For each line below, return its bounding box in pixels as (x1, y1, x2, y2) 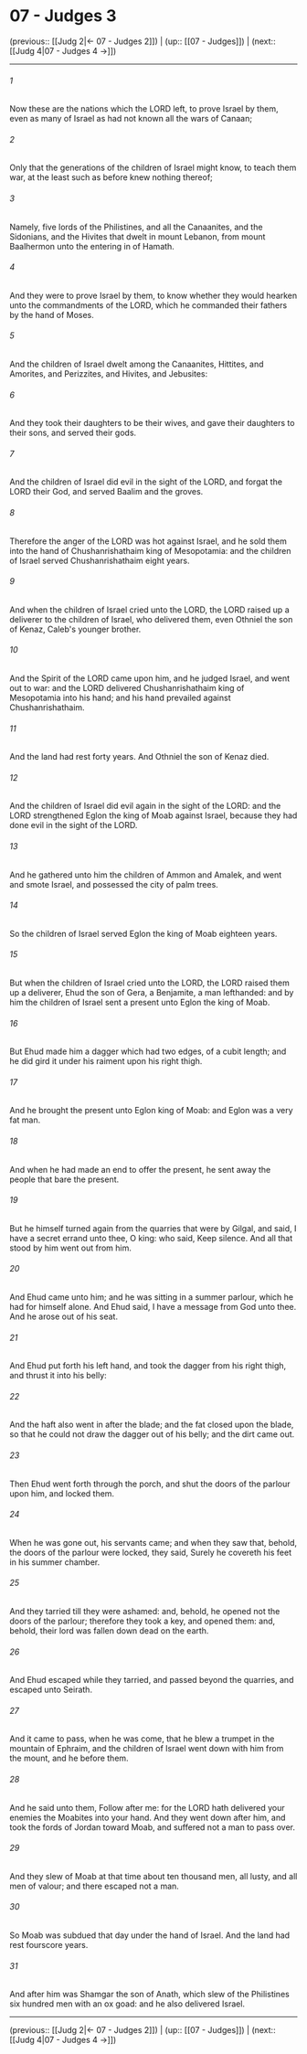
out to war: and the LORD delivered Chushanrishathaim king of (9, 682, 245, 693)
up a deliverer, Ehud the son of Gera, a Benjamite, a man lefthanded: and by (9, 986, 294, 997)
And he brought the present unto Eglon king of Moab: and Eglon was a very (9, 1105, 294, 1116)
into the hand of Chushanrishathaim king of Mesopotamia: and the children (9, 545, 291, 556)
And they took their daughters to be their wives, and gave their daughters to (9, 418, 295, 429)
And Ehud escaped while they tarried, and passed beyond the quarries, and (9, 1675, 294, 1686)
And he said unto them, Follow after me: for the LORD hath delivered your (9, 1802, 285, 1813)
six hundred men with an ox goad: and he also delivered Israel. (9, 1998, 245, 2009)
